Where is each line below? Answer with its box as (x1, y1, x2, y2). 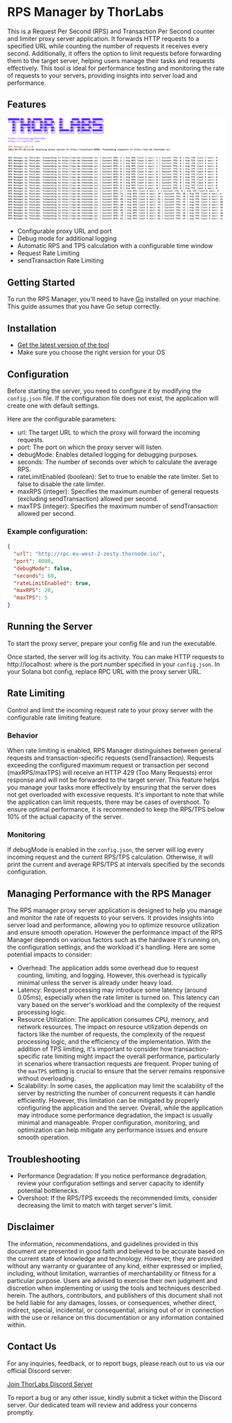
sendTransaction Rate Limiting (17, 256, 104, 265)
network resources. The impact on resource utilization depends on (17, 1023, 208, 1031)
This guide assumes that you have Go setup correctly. (7, 302, 161, 311)
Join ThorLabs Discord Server (7, 1380, 93, 1388)
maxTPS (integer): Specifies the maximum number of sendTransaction (17, 502, 218, 510)
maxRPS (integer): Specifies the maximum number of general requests (17, 487, 220, 496)
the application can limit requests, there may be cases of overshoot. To (7, 798, 210, 806)
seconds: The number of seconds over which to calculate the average (17, 457, 217, 466)
